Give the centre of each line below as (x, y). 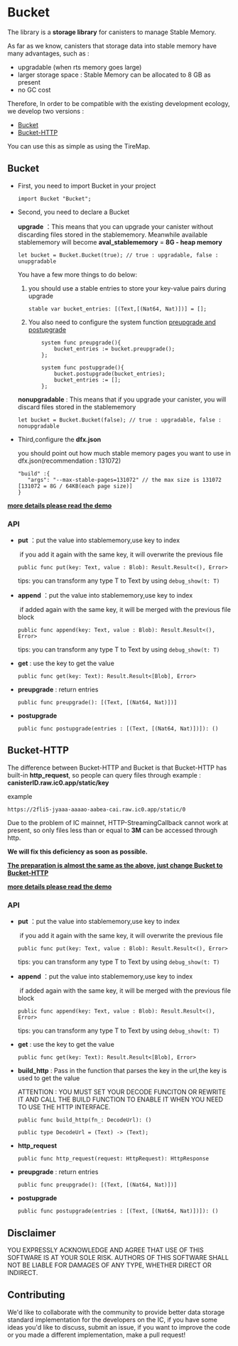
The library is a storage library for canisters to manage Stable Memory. (112, 32)
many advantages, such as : (49, 53)
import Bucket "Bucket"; (54, 199)
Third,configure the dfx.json (59, 439)
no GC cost (34, 90)
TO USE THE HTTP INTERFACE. (64, 1107)
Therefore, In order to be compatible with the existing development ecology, (119, 103)
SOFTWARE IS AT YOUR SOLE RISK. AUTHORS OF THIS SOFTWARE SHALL (118, 1257)
